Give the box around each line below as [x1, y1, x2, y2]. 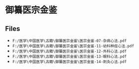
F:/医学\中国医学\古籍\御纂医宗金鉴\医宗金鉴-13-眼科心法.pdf [12, 54, 127, 59]
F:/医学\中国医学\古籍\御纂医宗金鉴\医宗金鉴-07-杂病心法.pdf [12, 38, 127, 43]
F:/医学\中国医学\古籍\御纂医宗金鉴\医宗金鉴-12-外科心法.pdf [12, 49, 127, 54]
